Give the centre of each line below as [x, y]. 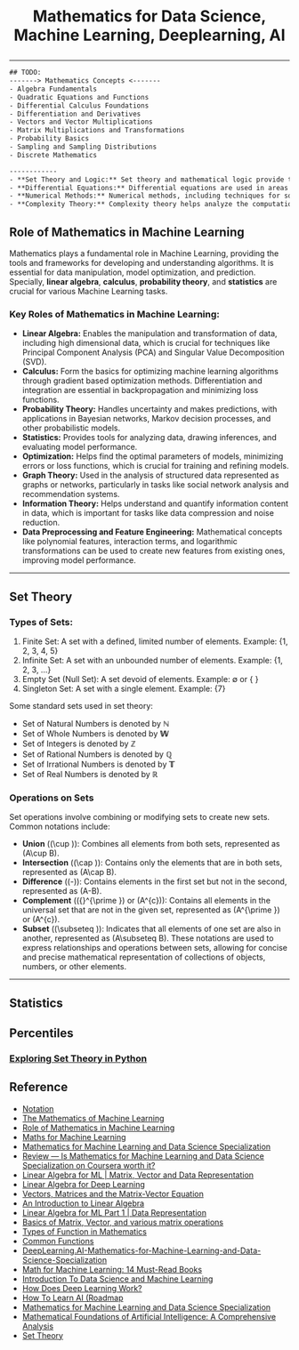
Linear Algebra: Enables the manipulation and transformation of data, [149, 333]
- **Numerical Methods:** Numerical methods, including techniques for [145, 196]
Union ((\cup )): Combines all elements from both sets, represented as [151, 844]
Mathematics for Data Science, [149, 16]
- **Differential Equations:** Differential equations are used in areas [149, 188]
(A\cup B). [40, 853]
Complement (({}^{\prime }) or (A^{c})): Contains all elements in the [146, 901]
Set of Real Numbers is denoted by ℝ [90, 774]
